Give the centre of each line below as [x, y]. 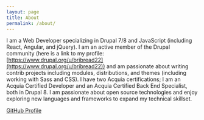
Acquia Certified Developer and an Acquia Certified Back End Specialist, [97, 86]
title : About [23, 18]
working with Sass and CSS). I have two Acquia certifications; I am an [93, 79]
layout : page [23, 12]
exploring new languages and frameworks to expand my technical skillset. [99, 99]
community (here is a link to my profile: [55, 54]
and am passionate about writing [147, 66]
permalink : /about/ [31, 23]
